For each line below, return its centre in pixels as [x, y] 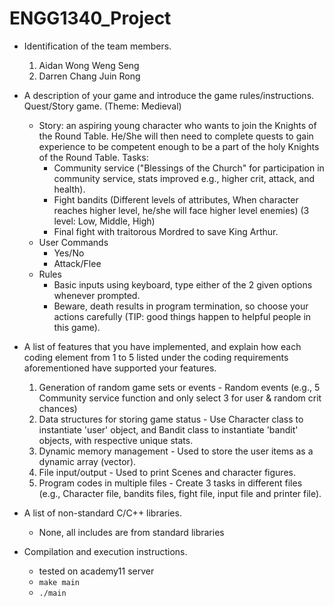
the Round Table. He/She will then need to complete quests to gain [176, 136]
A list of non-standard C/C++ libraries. [102, 513]
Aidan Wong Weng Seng [89, 65]
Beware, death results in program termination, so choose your [181, 306]
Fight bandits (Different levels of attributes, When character [176, 199]
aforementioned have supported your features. [120, 368]
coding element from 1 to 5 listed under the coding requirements [156, 357]
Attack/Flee [77, 263]
